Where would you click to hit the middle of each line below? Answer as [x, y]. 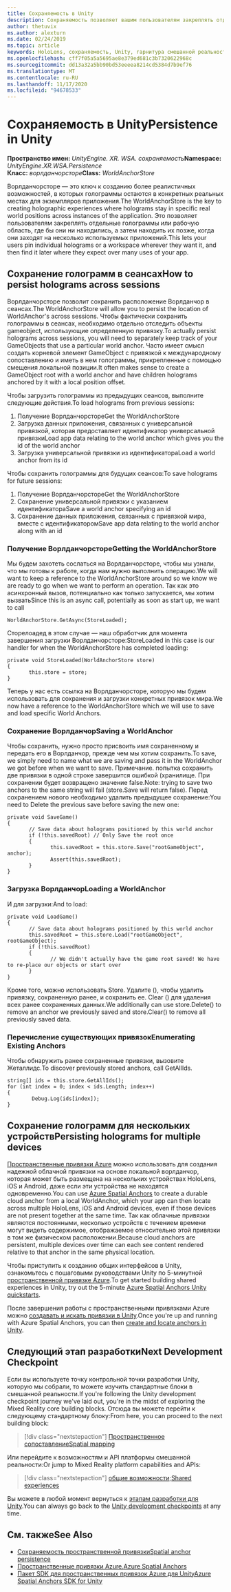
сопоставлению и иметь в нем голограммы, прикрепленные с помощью [114, 360]
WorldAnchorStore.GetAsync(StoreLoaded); [67, 620]
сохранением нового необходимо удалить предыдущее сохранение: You [114, 797]
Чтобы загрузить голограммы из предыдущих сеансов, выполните [106, 395]
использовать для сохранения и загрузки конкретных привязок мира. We [115, 699]
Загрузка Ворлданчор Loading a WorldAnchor [87, 889]
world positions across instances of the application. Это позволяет [102, 216]
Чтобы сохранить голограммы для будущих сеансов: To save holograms [112, 473]
